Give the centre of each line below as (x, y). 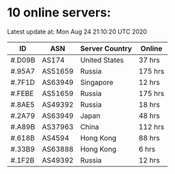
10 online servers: (59, 13)
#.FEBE (22, 93)
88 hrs (149, 138)
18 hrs (149, 104)
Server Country (106, 48)
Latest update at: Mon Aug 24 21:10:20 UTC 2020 (77, 32)
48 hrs (149, 116)
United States (102, 60)
